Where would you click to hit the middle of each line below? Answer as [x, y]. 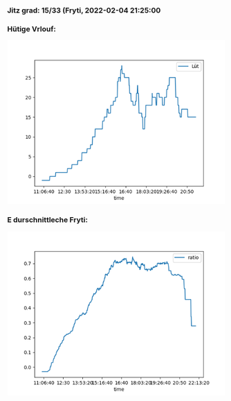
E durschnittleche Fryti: [48, 220]
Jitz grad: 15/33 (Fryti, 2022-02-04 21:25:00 [84, 10]
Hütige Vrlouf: [32, 28]
